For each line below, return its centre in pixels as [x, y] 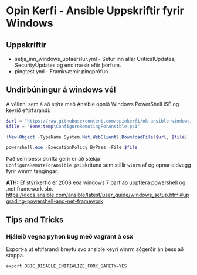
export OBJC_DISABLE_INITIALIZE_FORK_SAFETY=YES [67, 266]
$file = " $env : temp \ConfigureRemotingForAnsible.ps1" [73, 126]
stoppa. [15, 255]
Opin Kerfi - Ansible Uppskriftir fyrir [95, 11]
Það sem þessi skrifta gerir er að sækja [53, 159]
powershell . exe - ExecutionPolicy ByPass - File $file [72, 148]
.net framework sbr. [30, 189]
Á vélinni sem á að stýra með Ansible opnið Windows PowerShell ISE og [93, 104]
